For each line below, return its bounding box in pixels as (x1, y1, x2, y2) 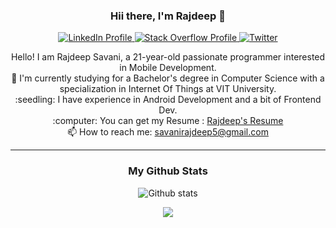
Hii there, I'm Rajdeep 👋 (109, 9, 227, 23)
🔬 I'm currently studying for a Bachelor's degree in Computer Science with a (11, 72, 325, 84)
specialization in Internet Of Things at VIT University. (59, 83, 277, 95)
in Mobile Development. (119, 62, 217, 74)
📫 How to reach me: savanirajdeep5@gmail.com (67, 126, 269, 138)
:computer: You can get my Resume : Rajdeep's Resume (52, 115, 284, 127)
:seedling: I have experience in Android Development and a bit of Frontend (14, 94, 322, 106)
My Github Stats (128, 164, 208, 178)
